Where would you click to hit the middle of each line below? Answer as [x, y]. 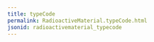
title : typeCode [31, 14]
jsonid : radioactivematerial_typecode [65, 27]
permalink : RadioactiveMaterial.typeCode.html [77, 21]
